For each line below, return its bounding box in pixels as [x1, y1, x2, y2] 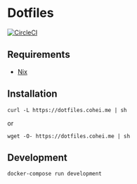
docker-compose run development [7, 171, 102, 178]
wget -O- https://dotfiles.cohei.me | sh [7, 133, 131, 140]
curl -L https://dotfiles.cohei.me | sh [7, 106, 128, 114]
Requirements [7, 49, 70, 61]
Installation [7, 88, 58, 100]
